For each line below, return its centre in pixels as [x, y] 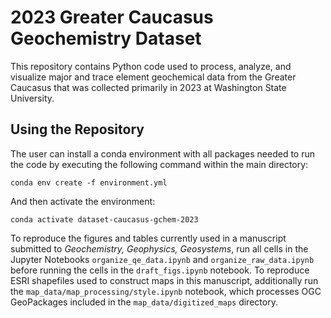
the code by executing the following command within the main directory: [159, 164]
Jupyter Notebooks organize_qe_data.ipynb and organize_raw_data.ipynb [162, 259]
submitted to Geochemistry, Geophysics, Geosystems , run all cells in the [159, 248]
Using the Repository [77, 129]
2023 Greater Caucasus [112, 17]
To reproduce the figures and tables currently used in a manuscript [148, 238]
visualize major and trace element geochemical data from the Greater [153, 77]
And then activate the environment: [83, 201]
